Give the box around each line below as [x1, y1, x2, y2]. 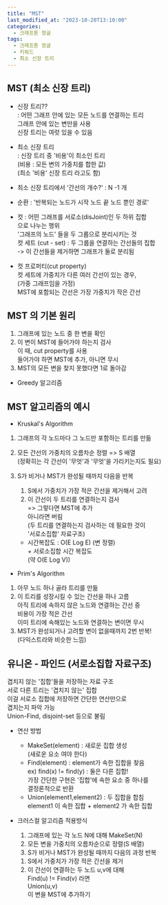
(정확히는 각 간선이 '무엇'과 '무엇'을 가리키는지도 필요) [17, 457, 162, 466]
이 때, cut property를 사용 [17, 347, 87, 355]
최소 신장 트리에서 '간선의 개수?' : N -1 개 [17, 183, 127, 191]
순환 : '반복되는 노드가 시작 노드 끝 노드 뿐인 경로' [17, 198, 149, 206]
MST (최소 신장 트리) [7, 82, 91, 94]
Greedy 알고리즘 [17, 379, 63, 387]
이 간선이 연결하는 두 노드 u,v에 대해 [27, 866, 125, 874]
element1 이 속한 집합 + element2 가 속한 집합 [27, 802, 153, 810]
